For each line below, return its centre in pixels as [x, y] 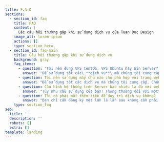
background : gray [31, 60]
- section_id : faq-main [33, 50]
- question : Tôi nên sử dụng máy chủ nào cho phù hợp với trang [85, 78]
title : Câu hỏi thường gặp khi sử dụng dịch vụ [63, 55]
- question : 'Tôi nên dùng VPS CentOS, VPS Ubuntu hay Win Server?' [89, 69]
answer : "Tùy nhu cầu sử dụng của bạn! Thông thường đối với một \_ [92, 91]
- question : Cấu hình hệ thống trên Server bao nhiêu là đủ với [85, 87]
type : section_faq [32, 105]
